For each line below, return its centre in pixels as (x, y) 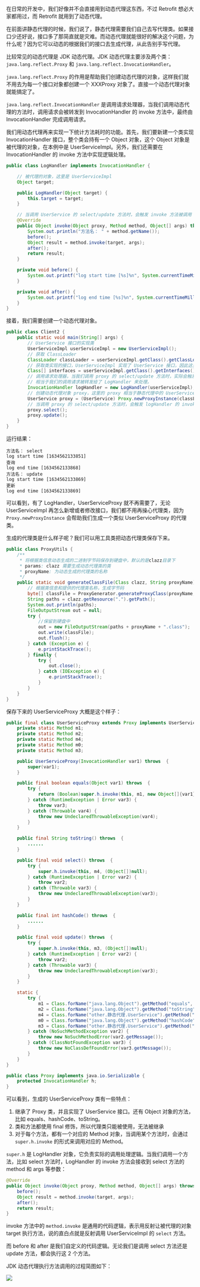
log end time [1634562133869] (44, 491)
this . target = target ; (56, 198)
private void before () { (48, 270)
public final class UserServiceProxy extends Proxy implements (86, 723)
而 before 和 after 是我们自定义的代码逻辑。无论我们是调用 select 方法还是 (97, 1246)
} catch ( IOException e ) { (71, 672)
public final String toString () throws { (70, 838)
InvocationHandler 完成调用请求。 (48, 119)
